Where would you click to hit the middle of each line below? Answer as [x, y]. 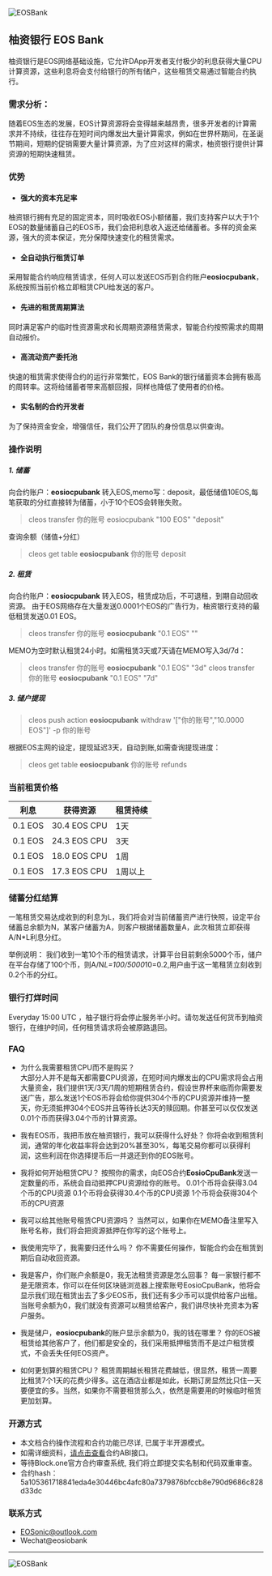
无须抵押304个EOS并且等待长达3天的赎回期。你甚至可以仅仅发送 [150, 1108]
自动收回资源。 [59, 1258]
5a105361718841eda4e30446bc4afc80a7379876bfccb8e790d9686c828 [142, 1482]
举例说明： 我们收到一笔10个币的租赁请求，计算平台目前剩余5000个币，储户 [136, 955]
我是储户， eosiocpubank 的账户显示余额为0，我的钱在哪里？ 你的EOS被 [140, 1333]
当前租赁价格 [34, 788]
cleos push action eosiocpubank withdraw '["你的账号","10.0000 [136, 720]
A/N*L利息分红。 [37, 937]
